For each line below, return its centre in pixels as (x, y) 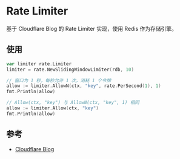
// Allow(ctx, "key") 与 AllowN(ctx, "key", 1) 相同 (73, 103)
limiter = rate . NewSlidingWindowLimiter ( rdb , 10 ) (70, 70)
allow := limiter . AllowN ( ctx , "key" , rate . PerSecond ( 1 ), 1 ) (84, 86)
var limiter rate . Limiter (39, 64)
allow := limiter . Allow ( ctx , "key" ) (52, 108)
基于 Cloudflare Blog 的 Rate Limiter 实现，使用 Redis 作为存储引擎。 (92, 28)
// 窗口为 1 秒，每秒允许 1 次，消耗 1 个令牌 (59, 80)
